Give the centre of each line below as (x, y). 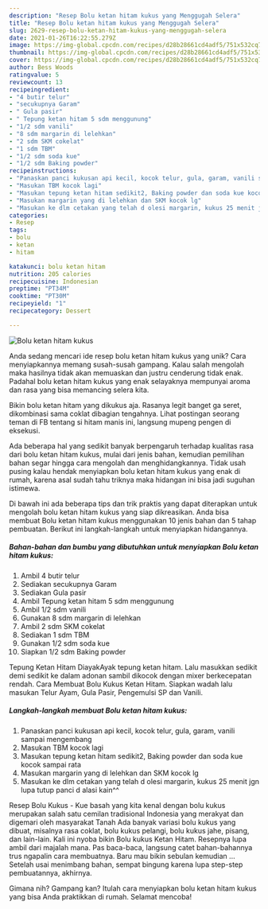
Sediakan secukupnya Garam (69, 584)
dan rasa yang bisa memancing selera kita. (79, 390)
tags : (18, 230)
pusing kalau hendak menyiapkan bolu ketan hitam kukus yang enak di (125, 471)
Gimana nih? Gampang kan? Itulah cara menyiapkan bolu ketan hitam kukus (133, 888)
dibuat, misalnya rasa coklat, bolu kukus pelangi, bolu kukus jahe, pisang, (129, 830)
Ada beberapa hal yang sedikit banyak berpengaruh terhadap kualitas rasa (131, 445)
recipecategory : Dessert (50, 311)
